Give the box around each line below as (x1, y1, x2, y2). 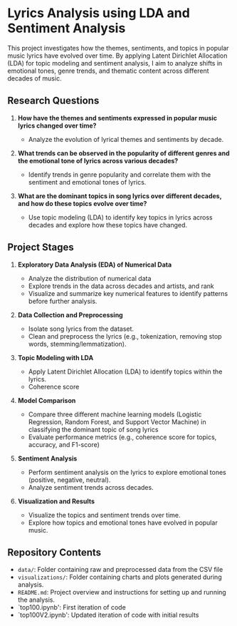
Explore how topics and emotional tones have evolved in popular (28, 518, 218, 527)
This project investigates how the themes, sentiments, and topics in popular (7, 43, 229, 52)
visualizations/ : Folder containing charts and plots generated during (17, 573, 222, 582)
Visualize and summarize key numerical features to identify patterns (28, 289, 228, 297)
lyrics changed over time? (17, 121, 97, 130)
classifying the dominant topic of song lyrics (28, 425, 159, 433)
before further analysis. (28, 297, 98, 305)
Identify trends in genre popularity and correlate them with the (28, 170, 211, 179)
